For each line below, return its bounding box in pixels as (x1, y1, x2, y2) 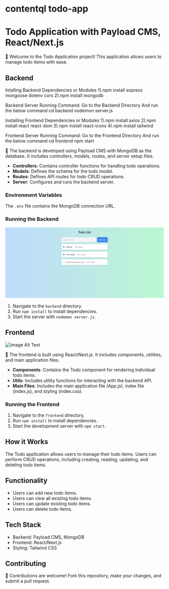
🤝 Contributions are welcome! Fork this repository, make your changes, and (5, 573, 162, 579)
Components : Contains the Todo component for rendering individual (12, 367, 155, 373)
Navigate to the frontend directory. (12, 412, 84, 418)
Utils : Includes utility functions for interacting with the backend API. (12, 377, 153, 383)
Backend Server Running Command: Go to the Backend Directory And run (5, 102, 158, 108)
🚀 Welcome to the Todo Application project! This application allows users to (5, 54, 162, 60)
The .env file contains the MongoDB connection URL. (5, 203, 116, 209)
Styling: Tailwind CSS (12, 545, 57, 551)
